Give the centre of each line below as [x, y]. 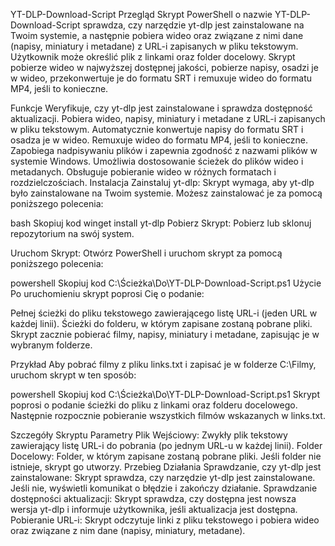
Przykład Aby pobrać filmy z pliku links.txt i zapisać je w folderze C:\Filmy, [163, 364]
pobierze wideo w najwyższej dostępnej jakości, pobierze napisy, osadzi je [164, 67]
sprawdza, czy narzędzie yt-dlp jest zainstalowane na [193, 25]
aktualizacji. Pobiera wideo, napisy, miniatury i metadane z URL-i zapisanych [168, 118]
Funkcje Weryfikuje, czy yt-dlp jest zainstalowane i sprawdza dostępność [161, 108]
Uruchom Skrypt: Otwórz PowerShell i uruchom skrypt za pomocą [146, 253]
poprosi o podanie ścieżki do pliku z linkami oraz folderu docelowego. [154, 405]
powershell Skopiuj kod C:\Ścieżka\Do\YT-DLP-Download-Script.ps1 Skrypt [165, 394]
